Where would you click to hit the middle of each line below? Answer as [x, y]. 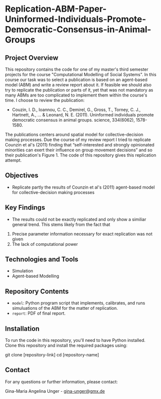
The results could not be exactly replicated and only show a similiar [79, 219]
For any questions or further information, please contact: [61, 382]
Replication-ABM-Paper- [56, 9]
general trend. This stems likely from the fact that [61, 224]
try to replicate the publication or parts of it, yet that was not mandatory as [79, 90]
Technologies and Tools [42, 260]
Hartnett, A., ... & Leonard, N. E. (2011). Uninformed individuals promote [83, 115]
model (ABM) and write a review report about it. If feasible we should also [78, 85]
